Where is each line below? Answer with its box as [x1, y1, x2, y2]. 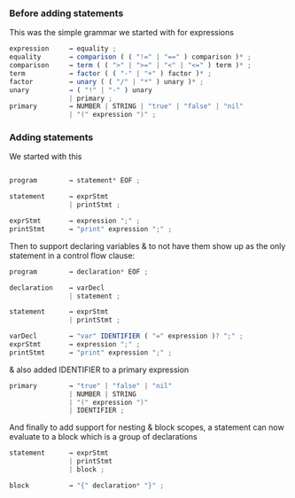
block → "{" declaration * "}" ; [9, 481, 165, 490]
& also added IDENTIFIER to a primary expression [9, 364, 190, 375]
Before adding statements [9, 7, 124, 19]
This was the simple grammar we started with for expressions [9, 27, 235, 38]
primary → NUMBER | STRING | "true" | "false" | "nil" [9, 102, 244, 111]
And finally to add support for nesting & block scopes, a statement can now [9, 422, 285, 432]
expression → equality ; [9, 44, 117, 53]
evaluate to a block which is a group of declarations [9, 432, 198, 442]
